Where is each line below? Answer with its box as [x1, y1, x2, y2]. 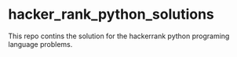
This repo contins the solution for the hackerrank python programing [8, 31, 230, 41]
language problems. [8, 39, 73, 48]
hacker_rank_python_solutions [8, 5, 214, 23]
